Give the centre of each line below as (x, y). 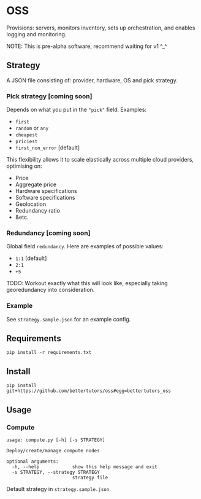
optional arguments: (33, 462)
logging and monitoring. (36, 34)
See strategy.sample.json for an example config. (69, 319)
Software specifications (45, 198)
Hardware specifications (46, 191)
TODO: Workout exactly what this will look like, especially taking (87, 283)
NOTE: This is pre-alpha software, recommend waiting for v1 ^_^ (87, 46)
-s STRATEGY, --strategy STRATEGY (56, 472)
